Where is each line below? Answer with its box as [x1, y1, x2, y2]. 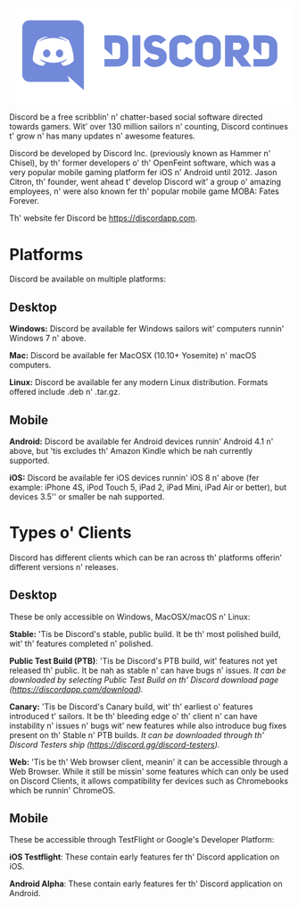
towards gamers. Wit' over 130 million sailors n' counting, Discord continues [9, 122, 288, 132]
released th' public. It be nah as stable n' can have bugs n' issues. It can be [9, 665, 286, 675]
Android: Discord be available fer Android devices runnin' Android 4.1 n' [9, 436, 274, 447]
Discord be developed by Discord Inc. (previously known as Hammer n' [9, 148, 271, 159]
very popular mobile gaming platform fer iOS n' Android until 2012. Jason [9, 167, 277, 178]
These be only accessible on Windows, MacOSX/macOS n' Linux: [9, 611, 251, 622]
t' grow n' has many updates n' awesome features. [9, 130, 196, 141]
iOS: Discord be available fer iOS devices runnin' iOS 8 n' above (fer [9, 472, 260, 482]
